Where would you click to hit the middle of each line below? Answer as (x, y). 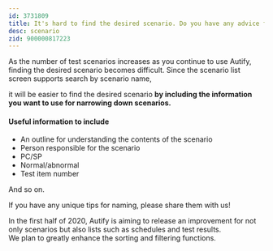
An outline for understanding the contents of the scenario (116, 139)
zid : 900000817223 (39, 38)
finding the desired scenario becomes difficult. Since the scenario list (125, 70)
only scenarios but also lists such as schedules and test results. (115, 230)
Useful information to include (59, 121)
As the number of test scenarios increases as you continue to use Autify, (130, 62)
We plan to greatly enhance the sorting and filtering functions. (113, 238)
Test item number (50, 174)
